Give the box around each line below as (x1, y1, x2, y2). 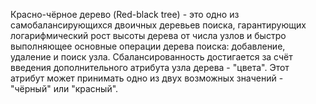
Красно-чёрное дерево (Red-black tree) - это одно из (10, 9, 240, 20)
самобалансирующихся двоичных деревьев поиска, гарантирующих (10, 19, 307, 31)
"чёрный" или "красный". (10, 83, 119, 94)
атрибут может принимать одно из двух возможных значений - (10, 72, 284, 84)
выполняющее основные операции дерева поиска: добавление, (10, 40, 286, 52)
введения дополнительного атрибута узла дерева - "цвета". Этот (10, 62, 290, 73)
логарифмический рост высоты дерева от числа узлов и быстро (10, 30, 287, 41)
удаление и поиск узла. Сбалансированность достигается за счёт (10, 51, 293, 63)
